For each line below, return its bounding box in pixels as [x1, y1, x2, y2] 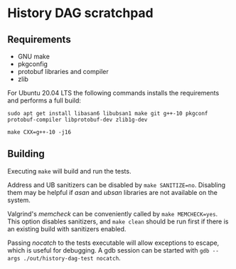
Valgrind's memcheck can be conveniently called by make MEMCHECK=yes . [7, 209, 218, 218]
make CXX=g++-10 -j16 [7, 129, 72, 136]
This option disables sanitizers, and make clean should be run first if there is [7, 217, 229, 226]
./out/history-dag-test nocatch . [23, 253, 121, 262]
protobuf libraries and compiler [17, 68, 109, 75]
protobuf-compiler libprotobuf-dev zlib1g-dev [7, 116, 148, 123]
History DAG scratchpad [7, 5, 154, 21]
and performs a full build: [7, 96, 82, 105]
